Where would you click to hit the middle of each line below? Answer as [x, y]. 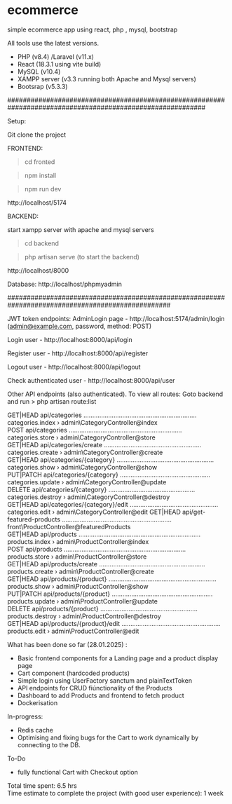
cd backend [42, 243]
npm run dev [43, 189]
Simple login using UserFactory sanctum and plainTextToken [105, 680]
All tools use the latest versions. [53, 43]
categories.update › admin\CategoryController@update [87, 482]
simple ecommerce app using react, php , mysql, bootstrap [93, 29]
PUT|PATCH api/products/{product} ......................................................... [110, 594]
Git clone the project [37, 135]
